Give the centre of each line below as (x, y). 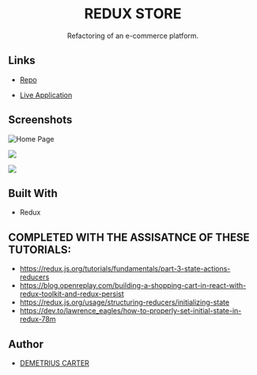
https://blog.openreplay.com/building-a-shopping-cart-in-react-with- (133, 286)
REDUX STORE (133, 14)
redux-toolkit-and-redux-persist (72, 294)
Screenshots (40, 120)
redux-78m (38, 319)
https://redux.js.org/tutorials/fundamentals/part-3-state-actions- (125, 269)
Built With (33, 193)
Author (26, 344)
